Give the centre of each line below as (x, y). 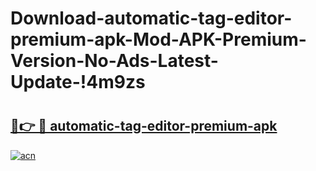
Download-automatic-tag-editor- (151, 18)
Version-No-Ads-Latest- (114, 61)
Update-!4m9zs (78, 82)
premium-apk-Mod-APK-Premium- (158, 39)
